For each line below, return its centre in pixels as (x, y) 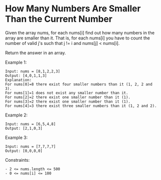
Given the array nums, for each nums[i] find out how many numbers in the (80, 33)
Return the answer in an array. (36, 53)
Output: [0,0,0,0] (24, 151)
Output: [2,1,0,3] (24, 128)
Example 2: (16, 115)
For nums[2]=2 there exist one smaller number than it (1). (68, 97)
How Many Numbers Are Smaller (73, 9)
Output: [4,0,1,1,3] (26, 75)
